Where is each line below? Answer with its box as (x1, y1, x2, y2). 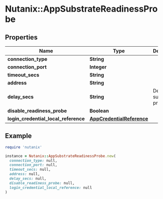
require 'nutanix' (5, 145, 42, 149)
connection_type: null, (9, 158, 57, 163)
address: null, (9, 172, 40, 177)
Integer (89, 64, 107, 70)
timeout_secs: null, (9, 167, 51, 172)
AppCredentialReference (89, 115, 148, 122)
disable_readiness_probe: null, (9, 181, 75, 185)
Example (5, 132, 32, 140)
